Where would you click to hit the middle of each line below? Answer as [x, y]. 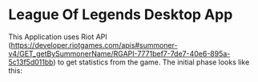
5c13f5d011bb [31, 62]
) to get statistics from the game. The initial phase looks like [151, 62]
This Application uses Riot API [58, 37]
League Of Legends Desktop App [121, 15]
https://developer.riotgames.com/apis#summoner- [94, 45]
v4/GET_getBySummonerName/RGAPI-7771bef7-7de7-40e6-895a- [119, 53]
